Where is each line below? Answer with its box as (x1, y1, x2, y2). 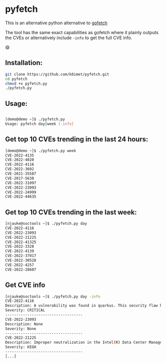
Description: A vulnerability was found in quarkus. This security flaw (5, 303, 158, 308)
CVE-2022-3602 (5, 167, 35, 172)
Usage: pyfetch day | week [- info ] (5, 121, 74, 126)
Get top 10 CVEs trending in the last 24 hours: (5, 135, 148, 144)
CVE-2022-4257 (5, 262, 35, 267)
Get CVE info (5, 281, 45, 289)
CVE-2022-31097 (5, 180, 37, 185)
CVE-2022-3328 (5, 244, 35, 249)
